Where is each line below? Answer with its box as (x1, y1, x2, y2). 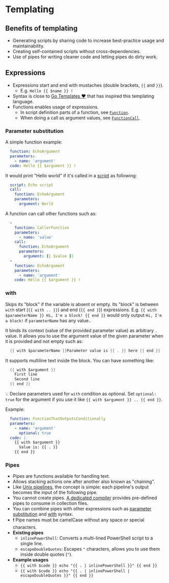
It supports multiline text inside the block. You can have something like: (5, 357, 154, 363)
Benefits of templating (5, 24, 78, 33)
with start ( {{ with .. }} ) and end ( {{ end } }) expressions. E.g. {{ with (5, 307, 157, 313)
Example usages (12, 557, 49, 563)
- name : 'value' (18, 235, 53, 240)
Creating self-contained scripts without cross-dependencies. (12, 49, 141, 54)
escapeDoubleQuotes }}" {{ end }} (20, 573, 94, 578)
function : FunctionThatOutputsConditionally (10, 416, 106, 422)
